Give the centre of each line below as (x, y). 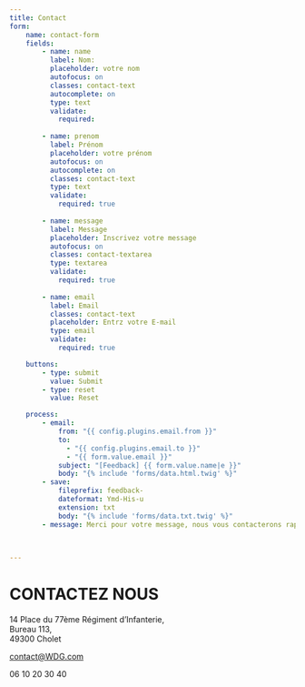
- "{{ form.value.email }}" (119, 457)
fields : (40, 43)
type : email (72, 331)
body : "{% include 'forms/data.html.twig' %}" (148, 474)
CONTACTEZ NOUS (84, 595)
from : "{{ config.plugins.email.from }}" (138, 431)
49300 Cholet (35, 639)
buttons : (42, 364)
